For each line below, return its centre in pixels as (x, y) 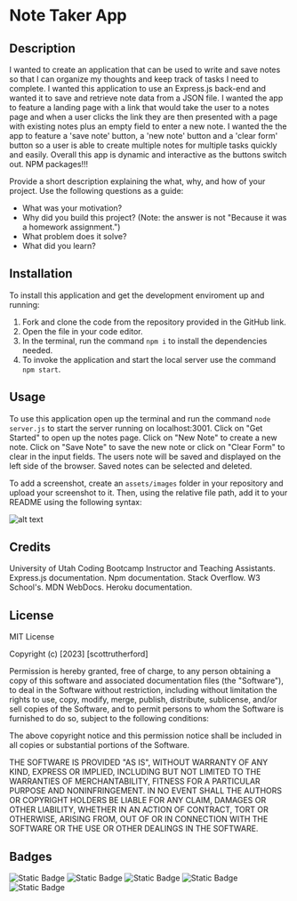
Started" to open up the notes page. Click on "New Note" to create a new (143, 438)
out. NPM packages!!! (49, 164)
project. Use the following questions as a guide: (96, 191)
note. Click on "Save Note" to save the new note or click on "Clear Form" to (147, 446)
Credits (30, 547)
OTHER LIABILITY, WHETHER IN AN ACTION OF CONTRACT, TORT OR (139, 809)
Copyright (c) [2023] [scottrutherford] (79, 654)
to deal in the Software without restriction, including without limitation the (143, 690)
